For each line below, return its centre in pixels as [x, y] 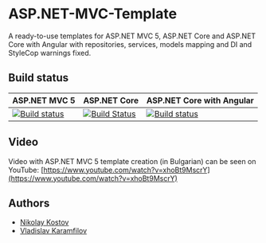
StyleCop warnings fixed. [50, 53]
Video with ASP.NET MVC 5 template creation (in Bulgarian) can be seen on [132, 161]
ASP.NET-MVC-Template [93, 14]
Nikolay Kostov [44, 222]
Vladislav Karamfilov [53, 231]
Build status [39, 78]
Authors [29, 203]
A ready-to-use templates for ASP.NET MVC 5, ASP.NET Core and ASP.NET [132, 36]
